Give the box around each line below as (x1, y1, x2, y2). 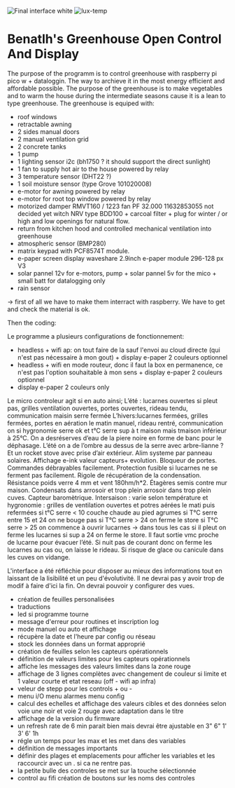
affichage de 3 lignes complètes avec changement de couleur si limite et (17, 670, 227, 678)
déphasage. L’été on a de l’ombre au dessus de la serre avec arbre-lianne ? (7, 441, 224, 449)
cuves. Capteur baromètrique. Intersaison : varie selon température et (7, 493, 208, 501)
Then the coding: (7, 318, 57, 327)
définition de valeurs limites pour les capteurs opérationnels (17, 654, 190, 663)
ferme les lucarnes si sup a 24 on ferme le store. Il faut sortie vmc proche (7, 530, 219, 539)
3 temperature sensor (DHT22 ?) (17, 172, 112, 180)
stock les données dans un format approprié (17, 639, 145, 648)
